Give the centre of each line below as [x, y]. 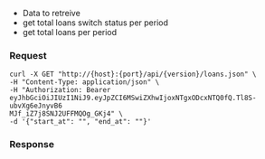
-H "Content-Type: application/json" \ [85, 82]
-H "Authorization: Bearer [60, 90]
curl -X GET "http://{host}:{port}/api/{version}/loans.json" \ [133, 75]
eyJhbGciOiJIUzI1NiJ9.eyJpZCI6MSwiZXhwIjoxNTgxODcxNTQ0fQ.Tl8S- [133, 98]
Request [28, 55]
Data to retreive [52, 13]
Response [32, 145]
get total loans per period [70, 32]
